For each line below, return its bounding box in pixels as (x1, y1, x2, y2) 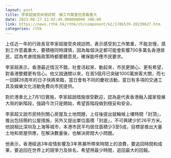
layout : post (5, 7, 33, 13)
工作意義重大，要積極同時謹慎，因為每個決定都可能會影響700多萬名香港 (9, 47, 161, 53)
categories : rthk (5, 26, 42, 31)
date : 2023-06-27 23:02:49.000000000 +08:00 (5, 17, 101, 22)
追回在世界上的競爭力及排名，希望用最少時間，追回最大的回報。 (18, 147, 153, 153)
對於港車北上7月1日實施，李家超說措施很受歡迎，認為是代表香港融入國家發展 (5, 94, 166, 100)
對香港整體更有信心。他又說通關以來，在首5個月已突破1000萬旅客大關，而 (5, 70, 161, 76)
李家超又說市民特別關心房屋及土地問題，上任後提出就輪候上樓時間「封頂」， (5, 111, 164, 117)
